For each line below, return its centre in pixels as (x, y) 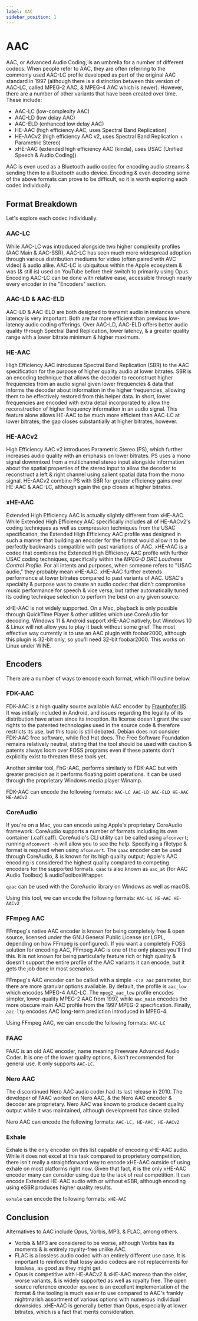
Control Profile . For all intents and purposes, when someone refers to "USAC (99, 565)
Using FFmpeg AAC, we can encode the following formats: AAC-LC (86, 1023)
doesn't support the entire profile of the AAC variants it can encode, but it (95, 962)
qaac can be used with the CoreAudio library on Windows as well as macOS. (98, 887)
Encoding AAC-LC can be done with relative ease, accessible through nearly (99, 278)
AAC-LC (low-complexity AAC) (52, 111)
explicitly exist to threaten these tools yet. (57, 756)
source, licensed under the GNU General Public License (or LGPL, (86, 937)
